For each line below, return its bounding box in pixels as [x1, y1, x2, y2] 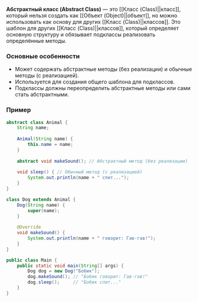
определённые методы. [6, 38, 67, 44]
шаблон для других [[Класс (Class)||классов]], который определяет [6, 24, 179, 32]
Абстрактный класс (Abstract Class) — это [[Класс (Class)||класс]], [6, 6, 181, 13]
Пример [6, 106, 32, 114]
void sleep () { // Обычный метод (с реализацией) [17, 169, 143, 175]
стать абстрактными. [14, 91, 70, 98]
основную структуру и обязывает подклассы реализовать [6, 31, 156, 38]
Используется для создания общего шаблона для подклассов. [14, 78, 175, 86]
